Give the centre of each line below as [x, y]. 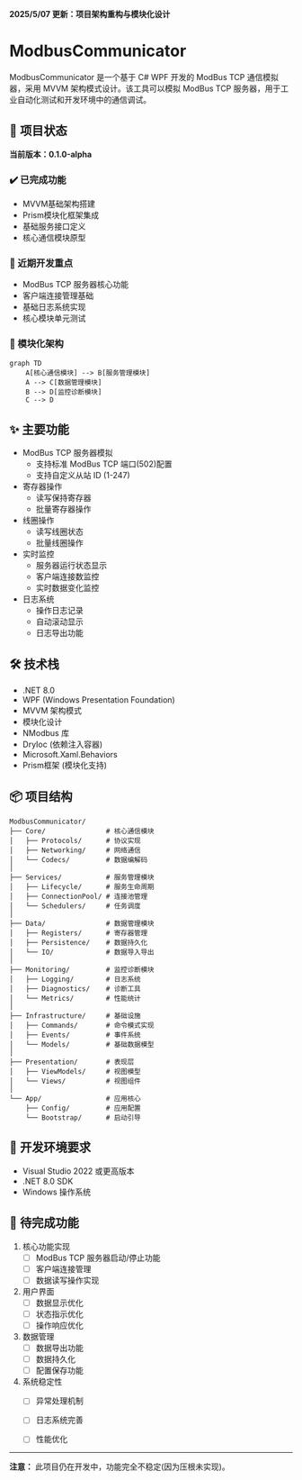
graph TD [26, 363]
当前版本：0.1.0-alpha [51, 154]
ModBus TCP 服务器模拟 [67, 453]
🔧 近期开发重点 [41, 263]
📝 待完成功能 [44, 1223]
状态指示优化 [59, 1313]
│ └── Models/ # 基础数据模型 [82, 1045]
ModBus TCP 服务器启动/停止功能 [98, 1258]
